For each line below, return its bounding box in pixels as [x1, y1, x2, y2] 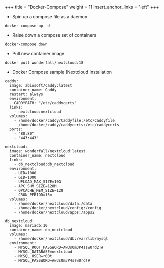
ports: [9, 127, 23, 132]
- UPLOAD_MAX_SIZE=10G [14, 179, 61, 184]
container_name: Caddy [9, 87, 57, 92]
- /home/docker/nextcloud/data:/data [14, 201, 93, 206]
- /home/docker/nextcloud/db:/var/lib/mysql [14, 236, 108, 241]
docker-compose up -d [5, 23, 50, 28]
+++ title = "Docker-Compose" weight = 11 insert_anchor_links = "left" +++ [5, 4, 159, 10]
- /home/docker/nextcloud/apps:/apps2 [14, 210, 95, 215]
